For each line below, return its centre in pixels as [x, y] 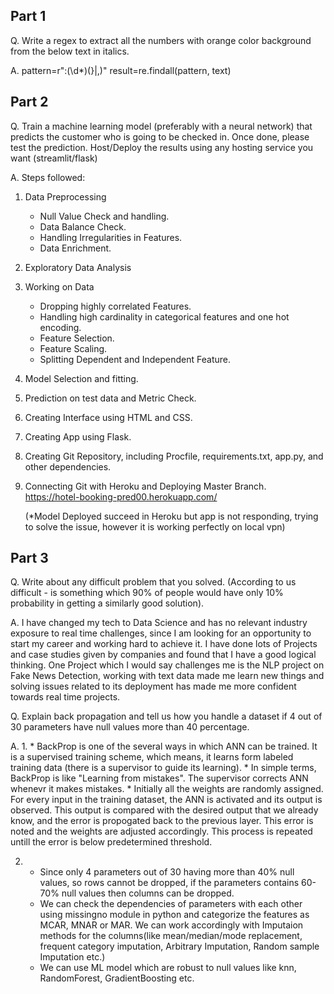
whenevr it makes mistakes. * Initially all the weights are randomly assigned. [167, 789]
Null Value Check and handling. [104, 216]
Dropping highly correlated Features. [115, 306]
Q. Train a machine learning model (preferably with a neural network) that [161, 126]
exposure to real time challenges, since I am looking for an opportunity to [161, 633]
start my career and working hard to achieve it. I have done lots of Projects [164, 644]
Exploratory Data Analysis [78, 267]
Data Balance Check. [83, 226]
